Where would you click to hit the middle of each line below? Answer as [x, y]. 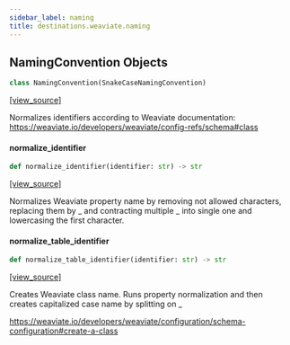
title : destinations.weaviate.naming [80, 26]
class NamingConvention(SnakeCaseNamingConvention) [108, 83]
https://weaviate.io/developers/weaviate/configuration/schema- [127, 322]
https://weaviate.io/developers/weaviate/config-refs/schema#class [134, 128]
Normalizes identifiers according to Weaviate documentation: [123, 118]
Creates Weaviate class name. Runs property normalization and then [136, 295]
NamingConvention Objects [88, 62]
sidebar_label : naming [52, 18]
